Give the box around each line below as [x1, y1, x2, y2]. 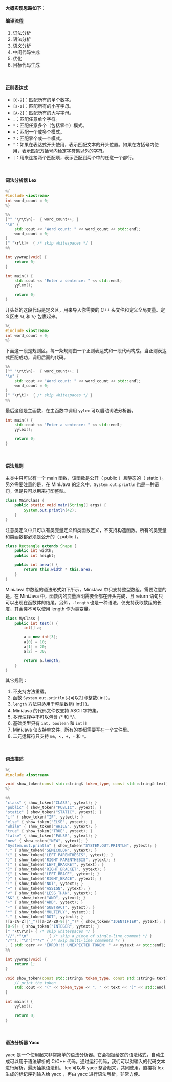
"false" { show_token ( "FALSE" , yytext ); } [5, 833, 97, 838]
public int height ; [14, 553, 56, 558]
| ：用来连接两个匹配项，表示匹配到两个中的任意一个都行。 [12, 154, 137, 161]
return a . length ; [24, 658, 60, 663]
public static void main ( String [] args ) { [14, 503, 106, 508]
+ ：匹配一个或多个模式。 [12, 129, 65, 135]
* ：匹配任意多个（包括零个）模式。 [12, 122, 87, 128]
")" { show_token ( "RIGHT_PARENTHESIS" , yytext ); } [5, 857, 116, 863]
